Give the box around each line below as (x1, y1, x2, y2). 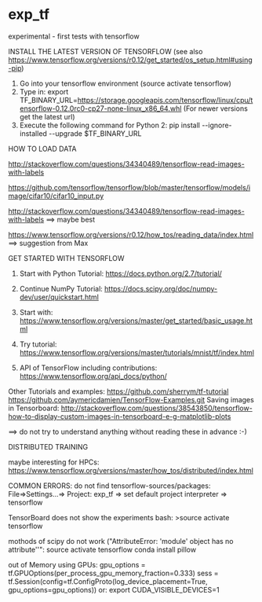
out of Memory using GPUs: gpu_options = (8, 560, 147, 569)
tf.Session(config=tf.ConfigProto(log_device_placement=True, (8, 576, 208, 586)
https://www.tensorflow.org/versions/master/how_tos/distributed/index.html (8, 465, 253, 475)
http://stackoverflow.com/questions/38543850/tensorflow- (60, 403, 253, 413)
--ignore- (201, 120, 233, 130)
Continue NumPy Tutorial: (19, 284, 104, 293)
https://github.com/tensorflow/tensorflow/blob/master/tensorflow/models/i (8, 182, 251, 192)
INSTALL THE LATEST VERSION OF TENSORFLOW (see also (8, 46, 203, 56)
